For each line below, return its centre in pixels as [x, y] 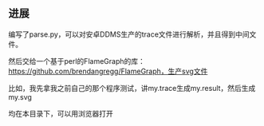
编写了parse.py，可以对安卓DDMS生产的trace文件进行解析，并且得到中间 [129, 34]
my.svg [20, 96]
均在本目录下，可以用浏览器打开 [61, 113]
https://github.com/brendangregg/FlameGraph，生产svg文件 [108, 71]
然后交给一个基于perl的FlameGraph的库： [77, 61]
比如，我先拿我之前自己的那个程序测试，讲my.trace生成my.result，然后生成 [132, 88]
